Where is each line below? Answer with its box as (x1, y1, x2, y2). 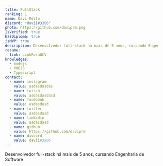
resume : (5, 48, 21, 52)
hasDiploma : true (5, 34, 40, 39)
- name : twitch (9, 88, 40, 93)
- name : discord (9, 133, 42, 138)
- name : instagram (9, 79, 47, 84)
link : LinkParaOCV (9, 52, 47, 57)
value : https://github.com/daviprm (14, 129, 86, 134)
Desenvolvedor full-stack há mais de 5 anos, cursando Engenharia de (5, 151, 145, 157)
